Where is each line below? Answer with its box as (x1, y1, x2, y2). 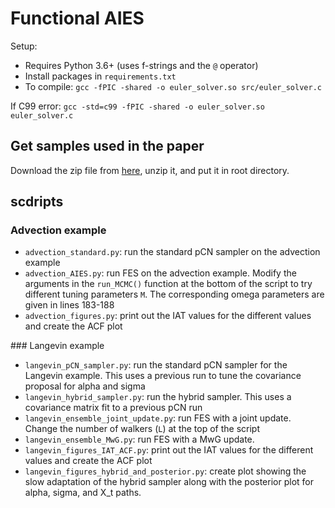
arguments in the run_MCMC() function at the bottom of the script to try (24, 278, 313, 290)
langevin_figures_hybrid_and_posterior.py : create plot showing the (24, 465, 307, 477)
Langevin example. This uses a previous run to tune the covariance (24, 370, 302, 382)
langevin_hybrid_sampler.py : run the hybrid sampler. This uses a (24, 391, 292, 403)
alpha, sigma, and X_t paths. (24, 487, 142, 499)
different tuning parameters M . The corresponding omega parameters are (24, 288, 325, 301)
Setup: (10, 40, 38, 52)
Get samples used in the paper (10, 138, 205, 155)
